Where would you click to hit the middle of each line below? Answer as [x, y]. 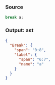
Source [14, 7]
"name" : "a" [31, 64]
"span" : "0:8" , [30, 50]
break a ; [14, 18]
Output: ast [19, 30]
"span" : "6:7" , [35, 59]
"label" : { [26, 55]
